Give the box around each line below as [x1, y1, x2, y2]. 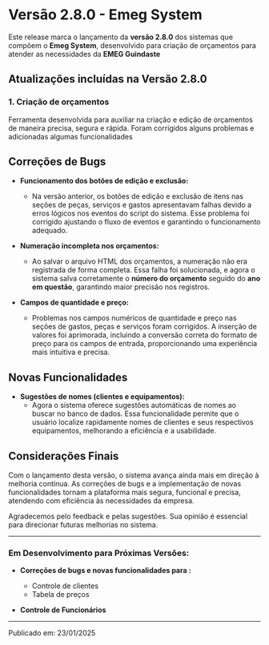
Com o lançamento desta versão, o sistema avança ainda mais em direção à [8, 470, 259, 480]
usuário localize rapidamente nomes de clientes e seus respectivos [31, 417, 254, 427]
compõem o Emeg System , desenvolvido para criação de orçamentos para [8, 40, 256, 50]
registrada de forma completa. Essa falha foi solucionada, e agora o [31, 265, 255, 275]
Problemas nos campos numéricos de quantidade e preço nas [31, 313, 238, 323]
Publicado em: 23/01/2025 [8, 628, 96, 638]
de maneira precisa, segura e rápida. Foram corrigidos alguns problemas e [8, 123, 255, 133]
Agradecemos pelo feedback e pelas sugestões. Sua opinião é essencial [8, 511, 248, 522]
